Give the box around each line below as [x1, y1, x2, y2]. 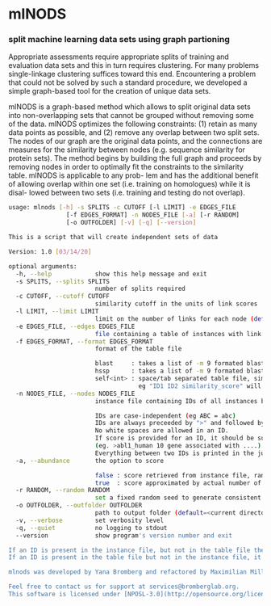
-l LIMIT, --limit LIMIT [15, 308, 99, 316]
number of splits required [94, 284, 186, 293]
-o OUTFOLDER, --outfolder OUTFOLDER [15, 502, 143, 510]
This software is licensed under [8, 591, 121, 599]
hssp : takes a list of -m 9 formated [94, 367, 244, 376]
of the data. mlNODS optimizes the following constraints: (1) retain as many [8, 119, 258, 129]
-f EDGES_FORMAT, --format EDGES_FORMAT [15, 337, 153, 346]
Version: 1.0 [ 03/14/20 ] [8, 247, 92, 255]
